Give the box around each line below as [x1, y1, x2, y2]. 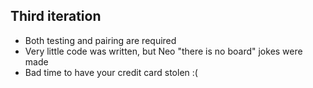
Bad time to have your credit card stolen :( [24, 66, 198, 78]
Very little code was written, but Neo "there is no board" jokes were [24, 45, 303, 57]
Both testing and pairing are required [24, 34, 177, 46]
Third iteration [10, 8, 102, 25]
